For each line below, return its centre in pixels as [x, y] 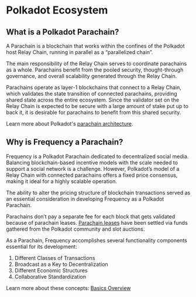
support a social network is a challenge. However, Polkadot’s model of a [93, 168]
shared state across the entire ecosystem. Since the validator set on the [93, 100]
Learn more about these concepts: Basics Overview [68, 288]
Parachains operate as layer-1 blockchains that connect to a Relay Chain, [94, 87]
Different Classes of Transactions [55, 258]
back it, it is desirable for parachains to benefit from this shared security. [94, 112]
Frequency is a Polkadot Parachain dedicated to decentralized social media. [97, 156]
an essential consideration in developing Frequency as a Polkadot [85, 199]
